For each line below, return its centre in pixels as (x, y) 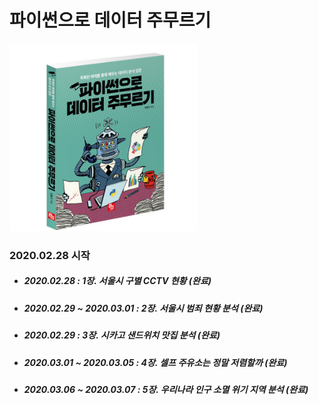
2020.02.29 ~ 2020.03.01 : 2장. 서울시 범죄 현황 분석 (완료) (143, 308)
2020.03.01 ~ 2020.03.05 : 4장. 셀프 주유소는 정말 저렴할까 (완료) (155, 362)
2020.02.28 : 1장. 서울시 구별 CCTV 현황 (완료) (117, 281)
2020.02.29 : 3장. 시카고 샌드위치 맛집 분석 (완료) (122, 335)
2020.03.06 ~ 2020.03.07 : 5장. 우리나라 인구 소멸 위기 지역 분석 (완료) (166, 389)
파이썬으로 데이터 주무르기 (110, 20)
